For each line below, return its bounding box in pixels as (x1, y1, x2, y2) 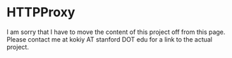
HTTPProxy (6, 4, 75, 21)
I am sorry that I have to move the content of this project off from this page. (6, 28, 226, 36)
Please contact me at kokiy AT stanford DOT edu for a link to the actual (6, 35, 213, 43)
